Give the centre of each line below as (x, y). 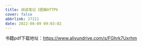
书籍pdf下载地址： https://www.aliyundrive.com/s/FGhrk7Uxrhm (71, 38)
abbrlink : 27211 (22, 19)
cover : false (19, 14)
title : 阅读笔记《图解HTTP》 (32, 10)
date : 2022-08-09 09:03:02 (33, 23)
